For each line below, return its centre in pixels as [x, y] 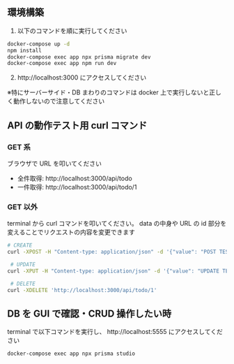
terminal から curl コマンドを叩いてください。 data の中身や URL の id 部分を [117, 224]
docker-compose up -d [39, 44]
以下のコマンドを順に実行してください [72, 31]
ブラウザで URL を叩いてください [55, 163]
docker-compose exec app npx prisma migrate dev [79, 57]
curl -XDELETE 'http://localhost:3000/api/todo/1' [82, 290]
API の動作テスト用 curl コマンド [77, 125]
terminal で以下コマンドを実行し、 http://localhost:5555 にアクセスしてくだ [115, 332]
